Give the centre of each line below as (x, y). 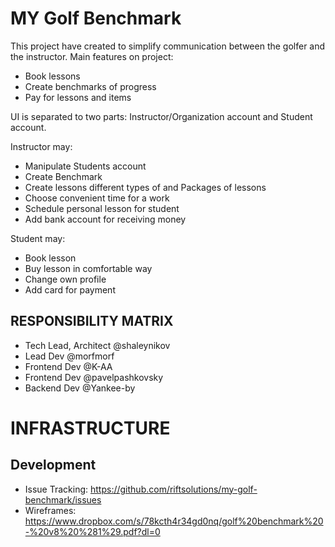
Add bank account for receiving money (105, 219)
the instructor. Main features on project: (92, 56)
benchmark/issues (63, 499)
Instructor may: (41, 146)
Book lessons (52, 76)
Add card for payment (70, 289)
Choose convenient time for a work (97, 198)
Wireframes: (50, 510)
